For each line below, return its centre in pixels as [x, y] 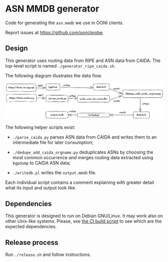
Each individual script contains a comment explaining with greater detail [80, 182]
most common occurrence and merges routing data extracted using [83, 158]
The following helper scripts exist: [40, 127]
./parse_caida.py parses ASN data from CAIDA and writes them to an [85, 137]
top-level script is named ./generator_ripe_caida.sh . [60, 65]
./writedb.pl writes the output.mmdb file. [54, 173]
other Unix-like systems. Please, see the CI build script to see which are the [83, 221]
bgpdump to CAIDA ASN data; [41, 163]
